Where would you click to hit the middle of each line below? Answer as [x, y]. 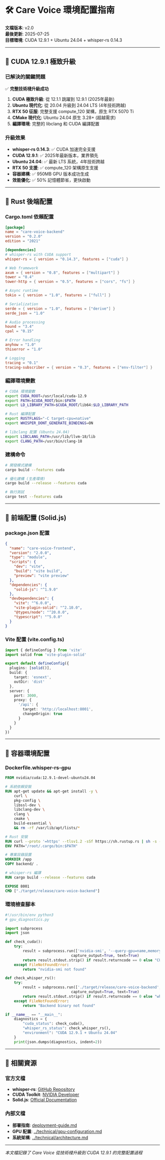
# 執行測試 [15, 492]
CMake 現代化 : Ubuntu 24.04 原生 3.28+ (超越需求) [64, 117]
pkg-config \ [27, 800]
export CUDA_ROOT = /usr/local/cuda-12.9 [46, 396]
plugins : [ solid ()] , [30, 668]
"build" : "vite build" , [38, 571]
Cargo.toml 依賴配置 [29, 217]
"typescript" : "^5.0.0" [38, 617]
